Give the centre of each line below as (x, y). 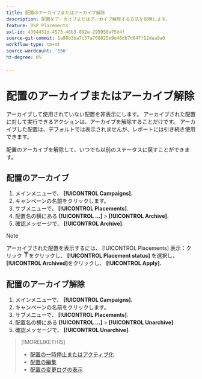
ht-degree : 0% (24, 57)
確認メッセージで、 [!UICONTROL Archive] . (69, 224)
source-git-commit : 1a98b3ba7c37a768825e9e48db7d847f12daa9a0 (86, 38)
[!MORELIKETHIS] (43, 342)
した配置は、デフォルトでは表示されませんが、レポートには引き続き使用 (106, 129)
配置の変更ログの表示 (56, 370)
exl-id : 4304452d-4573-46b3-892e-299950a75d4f (66, 32)
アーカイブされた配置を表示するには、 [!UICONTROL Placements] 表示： (96, 248)
